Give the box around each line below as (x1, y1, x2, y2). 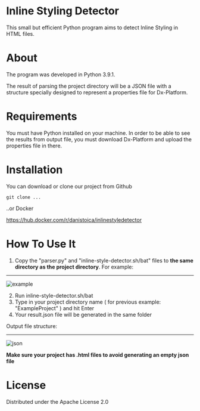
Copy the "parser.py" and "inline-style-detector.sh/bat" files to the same (14, 257, 193, 264)
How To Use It (6, 237, 76, 251)
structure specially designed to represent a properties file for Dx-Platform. (6, 88, 188, 96)
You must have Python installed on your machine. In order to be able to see (6, 129, 190, 137)
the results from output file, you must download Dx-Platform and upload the (6, 135, 192, 143)
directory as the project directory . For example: (14, 263, 134, 270)
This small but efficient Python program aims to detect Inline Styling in (6, 24, 179, 31)
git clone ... (6, 194, 42, 200)
